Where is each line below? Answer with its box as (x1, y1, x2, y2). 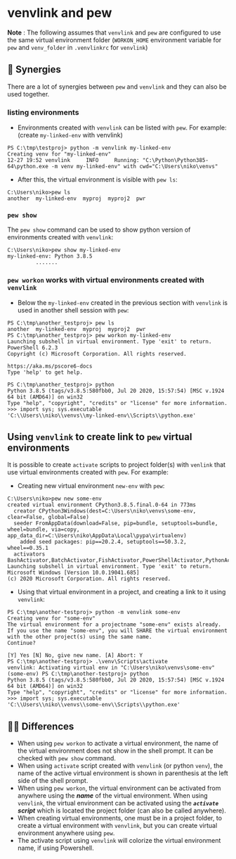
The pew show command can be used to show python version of (7, 225, 191, 234)
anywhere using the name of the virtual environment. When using (17, 791, 209, 800)
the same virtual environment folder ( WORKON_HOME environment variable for (7, 35, 222, 44)
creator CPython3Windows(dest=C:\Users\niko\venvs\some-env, (13, 508, 197, 515)
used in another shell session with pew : (17, 306, 129, 314)
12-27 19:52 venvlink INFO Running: (7, 157, 140, 164)
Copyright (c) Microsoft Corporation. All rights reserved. (7, 350, 188, 357)
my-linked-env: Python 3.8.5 (7, 253, 93, 260)
